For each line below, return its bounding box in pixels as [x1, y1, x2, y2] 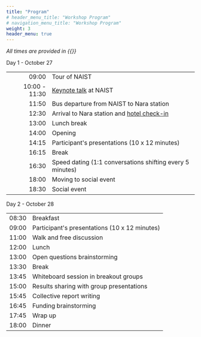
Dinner [32, 321, 51, 330]
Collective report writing [32, 292, 100, 300]
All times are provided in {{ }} [6, 47, 77, 55]
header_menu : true [6, 31, 52, 37]
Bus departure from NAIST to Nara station [51, 100, 169, 108]
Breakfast [32, 214, 60, 222]
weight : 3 [6, 25, 31, 32]
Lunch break [51, 119, 87, 128]
